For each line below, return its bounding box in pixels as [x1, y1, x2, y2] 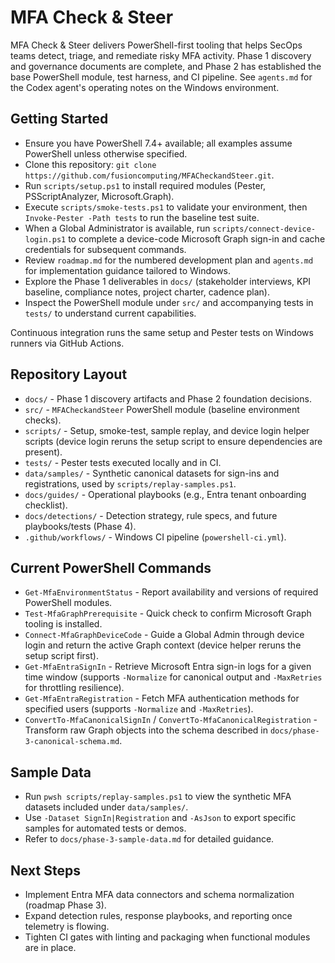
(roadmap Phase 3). [24, 899, 107, 911]
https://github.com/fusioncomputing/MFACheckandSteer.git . [24, 169, 275, 181]
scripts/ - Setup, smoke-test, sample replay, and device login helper [24, 424, 310, 436]
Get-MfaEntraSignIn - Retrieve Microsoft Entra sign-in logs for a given [24, 661, 312, 673]
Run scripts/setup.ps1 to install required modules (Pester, [24, 179, 267, 191]
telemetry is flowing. [24, 921, 110, 932]
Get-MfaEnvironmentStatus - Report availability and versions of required [24, 586, 319, 598]
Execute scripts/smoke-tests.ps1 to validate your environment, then [24, 201, 308, 213]
